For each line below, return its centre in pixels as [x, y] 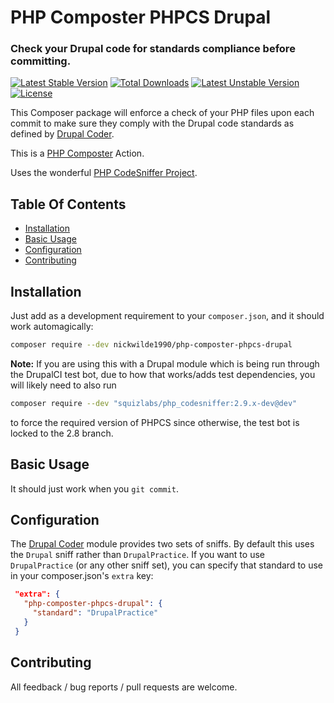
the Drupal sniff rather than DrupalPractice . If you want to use [137, 555]
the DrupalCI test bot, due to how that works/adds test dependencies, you [163, 374]
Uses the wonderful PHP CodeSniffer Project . [104, 173]
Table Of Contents [68, 204]
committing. [41, 61]
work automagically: [52, 327]
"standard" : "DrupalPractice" [95, 613]
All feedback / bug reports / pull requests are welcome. [124, 687]
